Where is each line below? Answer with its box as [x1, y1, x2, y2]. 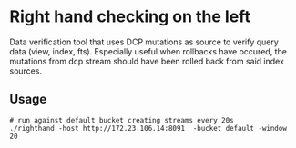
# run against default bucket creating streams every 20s [9, 115, 234, 124]
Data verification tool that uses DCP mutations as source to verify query [9, 36, 280, 47]
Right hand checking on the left [9, 6, 250, 27]
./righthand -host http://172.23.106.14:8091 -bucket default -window [9, 123, 287, 133]
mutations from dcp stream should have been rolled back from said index [9, 55, 285, 66]
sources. [9, 65, 43, 76]
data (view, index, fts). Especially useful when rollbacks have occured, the [9, 45, 287, 56]
